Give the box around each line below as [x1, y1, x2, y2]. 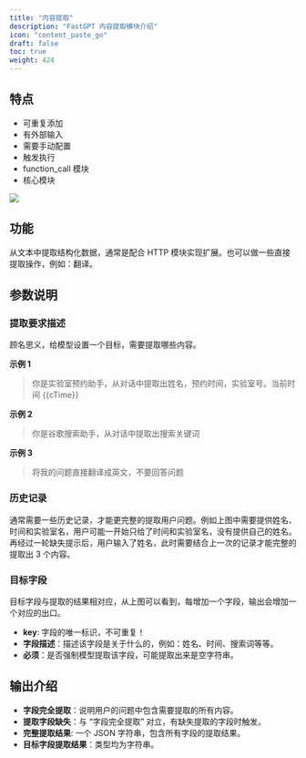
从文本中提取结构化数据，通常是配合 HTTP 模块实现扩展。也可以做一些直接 [9, 247, 291, 258]
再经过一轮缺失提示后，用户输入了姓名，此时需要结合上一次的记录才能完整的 [9, 537, 297, 548]
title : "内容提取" [9, 13, 75, 23]
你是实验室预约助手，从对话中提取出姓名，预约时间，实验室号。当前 [31, 378, 288, 389]
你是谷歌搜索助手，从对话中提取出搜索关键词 [31, 428, 200, 439]
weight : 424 [9, 56, 55, 65]
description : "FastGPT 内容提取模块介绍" [9, 22, 158, 31]
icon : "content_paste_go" [9, 30, 107, 39]
